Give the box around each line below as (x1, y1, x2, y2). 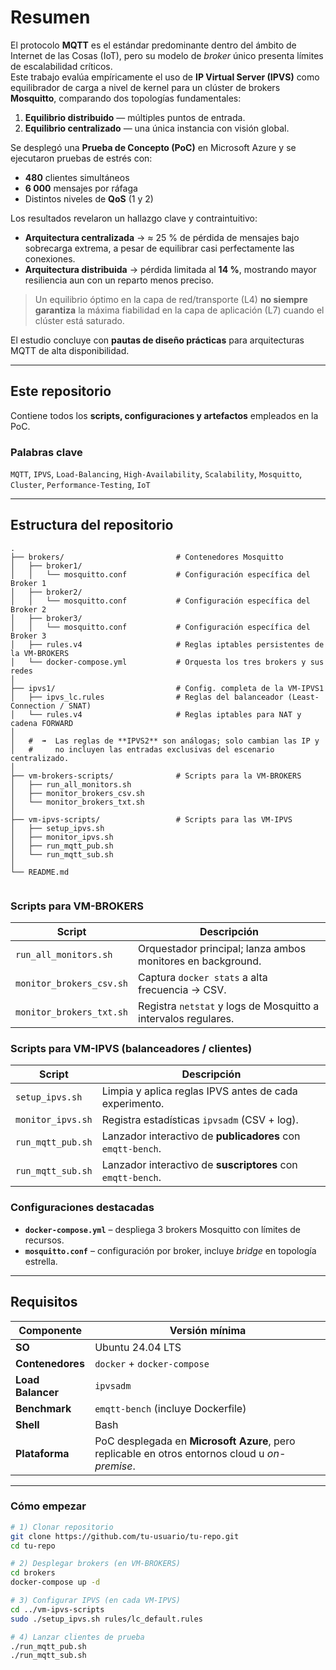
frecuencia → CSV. (138, 983, 227, 997)
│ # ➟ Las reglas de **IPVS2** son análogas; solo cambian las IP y (10, 736, 320, 746)
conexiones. (24, 252, 76, 265)
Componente (18, 1323, 83, 1337)
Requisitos (10, 1294, 78, 1311)
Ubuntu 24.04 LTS (94, 1340, 182, 1354)
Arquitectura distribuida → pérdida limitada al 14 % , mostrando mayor (24, 263, 317, 275)
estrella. (24, 1255, 58, 1267)
